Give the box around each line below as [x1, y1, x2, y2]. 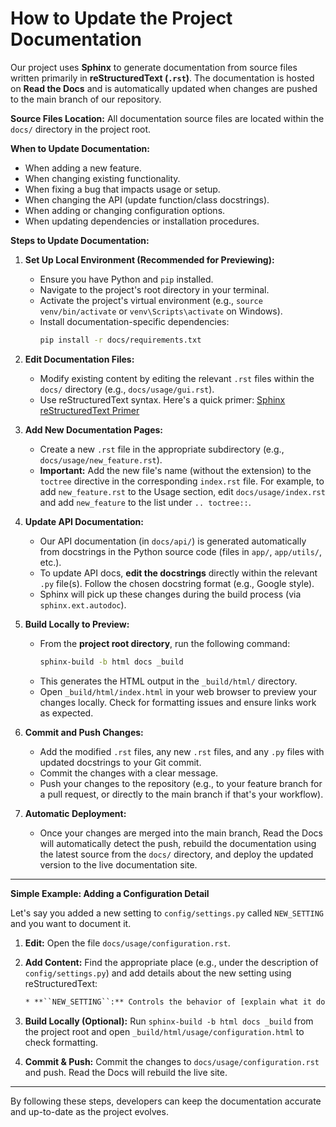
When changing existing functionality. [24, 172, 181, 184]
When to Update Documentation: [10, 142, 150, 154]
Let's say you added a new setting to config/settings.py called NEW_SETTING [10, 907, 324, 919]
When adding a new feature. [24, 162, 142, 174]
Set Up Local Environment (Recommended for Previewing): [24, 253, 275, 266]
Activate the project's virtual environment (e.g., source [39, 294, 263, 306]
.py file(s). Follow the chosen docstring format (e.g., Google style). [39, 577, 315, 589]
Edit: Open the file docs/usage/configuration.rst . [24, 937, 231, 949]
